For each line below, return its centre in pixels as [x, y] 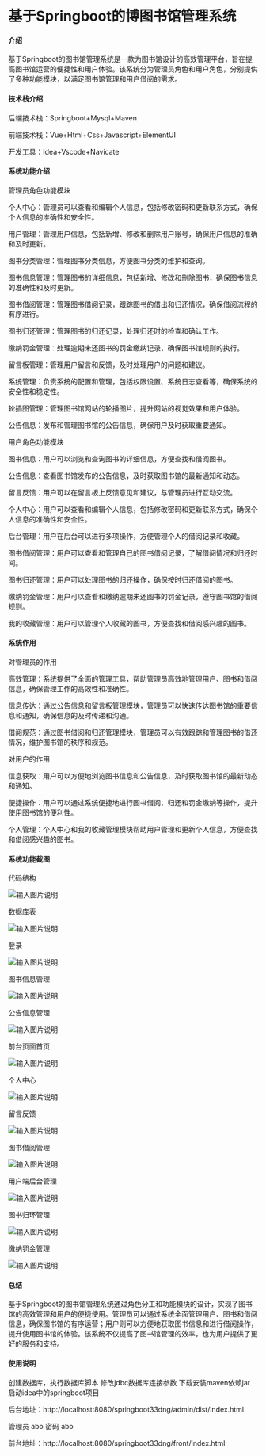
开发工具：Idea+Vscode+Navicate [64, 151]
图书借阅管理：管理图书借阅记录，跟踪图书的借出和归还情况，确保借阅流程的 [133, 304]
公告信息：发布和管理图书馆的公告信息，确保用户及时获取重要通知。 [119, 425]
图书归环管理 [29, 1215]
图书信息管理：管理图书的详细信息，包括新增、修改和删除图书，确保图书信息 [133, 277]
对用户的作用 [29, 759]
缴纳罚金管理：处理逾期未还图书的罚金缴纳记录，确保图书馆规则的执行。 [126, 348]
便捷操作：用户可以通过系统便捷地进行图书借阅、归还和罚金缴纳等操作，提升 [133, 803]
